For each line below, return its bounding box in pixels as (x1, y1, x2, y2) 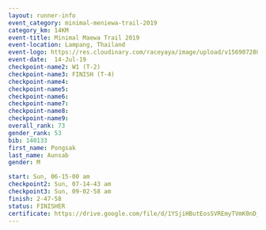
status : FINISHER (8, 202, 66, 210)
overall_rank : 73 (8, 122, 66, 130)
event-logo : (8, 48, 47, 56)
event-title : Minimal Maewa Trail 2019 (8, 33, 140, 42)
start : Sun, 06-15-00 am (8, 173, 90, 181)
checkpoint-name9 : (8, 115, 69, 123)
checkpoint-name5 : (8, 85, 69, 93)
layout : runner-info (8, 11, 77, 20)
